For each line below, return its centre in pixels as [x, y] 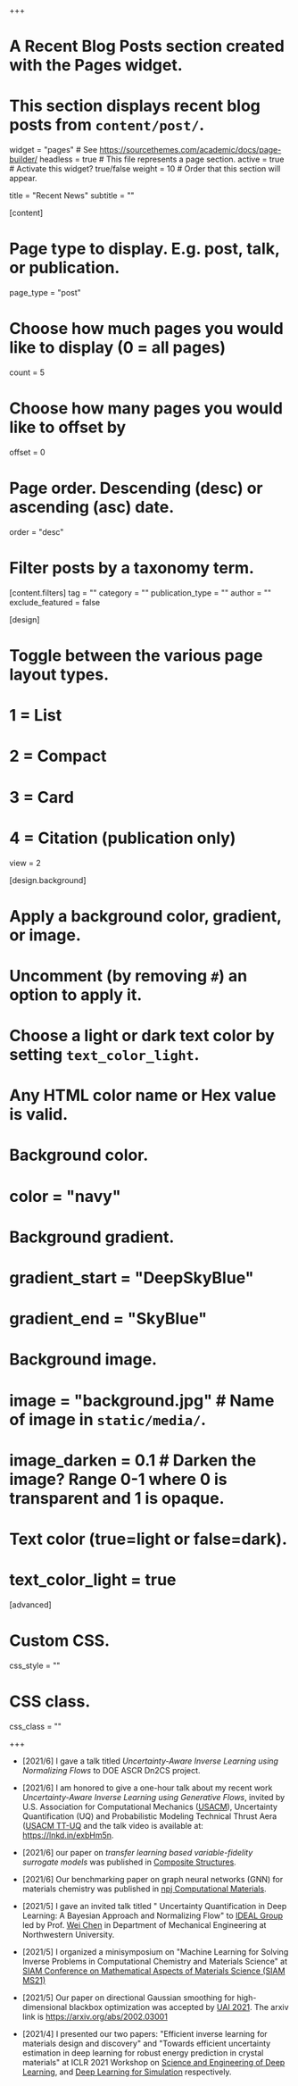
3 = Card [41, 797]
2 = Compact [58, 756]
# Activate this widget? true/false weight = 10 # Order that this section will [145, 169]
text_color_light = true [93, 1580]
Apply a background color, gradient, [145, 916]
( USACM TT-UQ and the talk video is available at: [112, 1825]
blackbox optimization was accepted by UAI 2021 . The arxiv [179, 2007]
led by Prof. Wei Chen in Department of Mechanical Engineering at [144, 1924]
